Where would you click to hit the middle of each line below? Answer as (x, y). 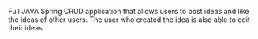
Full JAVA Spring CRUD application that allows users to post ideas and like (129, 11)
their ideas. (26, 28)
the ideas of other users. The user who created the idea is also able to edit (129, 19)
